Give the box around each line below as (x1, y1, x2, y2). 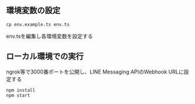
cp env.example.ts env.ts (6, 21, 70, 28)
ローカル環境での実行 (6, 52, 84, 62)
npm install (6, 87, 35, 93)
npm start (6, 92, 31, 98)
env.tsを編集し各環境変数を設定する (6, 32, 93, 39)
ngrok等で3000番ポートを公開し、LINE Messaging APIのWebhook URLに (6, 68, 184, 75)
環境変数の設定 (6, 5, 61, 16)
